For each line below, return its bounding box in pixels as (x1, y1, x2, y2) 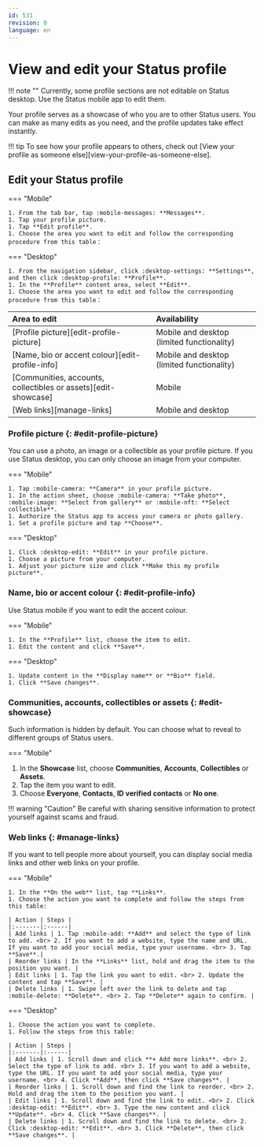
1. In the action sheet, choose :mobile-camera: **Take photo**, (8, 492, 226, 500)
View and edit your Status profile (8, 60, 227, 78)
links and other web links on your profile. (8, 858, 140, 867)
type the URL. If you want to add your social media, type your (8, 1069, 223, 1078)
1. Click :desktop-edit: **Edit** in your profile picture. (8, 548, 210, 556)
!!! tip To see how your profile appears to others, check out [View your (8, 142, 235, 151)
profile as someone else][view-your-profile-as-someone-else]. (8, 150, 212, 160)
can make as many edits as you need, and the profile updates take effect (8, 118, 244, 128)
